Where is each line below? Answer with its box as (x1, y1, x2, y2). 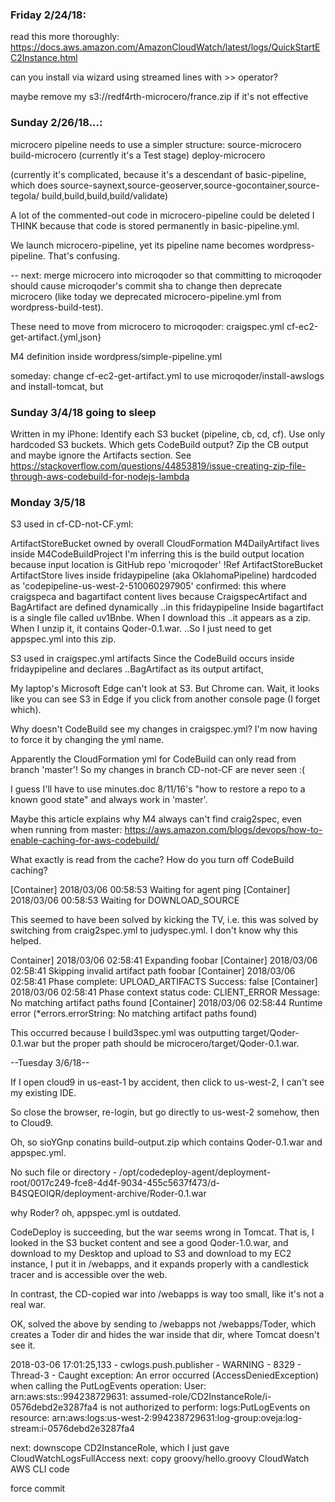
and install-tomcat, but (10, 380, 104, 392)
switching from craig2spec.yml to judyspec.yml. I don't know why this (10, 924, 298, 937)
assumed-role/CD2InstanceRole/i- (130, 1391, 272, 1403)
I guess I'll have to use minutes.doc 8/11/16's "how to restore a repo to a (10, 783, 306, 795)
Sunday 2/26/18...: (10, 116, 103, 130)
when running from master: (10, 824, 123, 836)
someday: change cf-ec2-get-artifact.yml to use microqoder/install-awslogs (10, 369, 325, 382)
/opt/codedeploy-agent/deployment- (119, 1166, 272, 1178)
